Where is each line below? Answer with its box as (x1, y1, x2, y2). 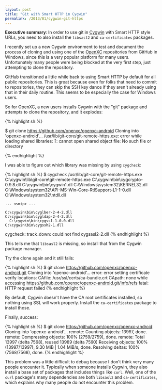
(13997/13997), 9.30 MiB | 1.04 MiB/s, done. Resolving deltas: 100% (5, 344, 140, 350)
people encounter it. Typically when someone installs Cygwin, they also (5, 364, 147, 370)
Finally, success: (5, 314, 38, 320)
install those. (5, 305, 30, 311)
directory (5, 144, 23, 149)
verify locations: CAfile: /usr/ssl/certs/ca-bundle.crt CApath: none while (5, 275, 148, 281)
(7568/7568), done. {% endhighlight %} (5, 350, 84, 356)
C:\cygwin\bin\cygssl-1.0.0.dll (9, 219, 75, 224)
